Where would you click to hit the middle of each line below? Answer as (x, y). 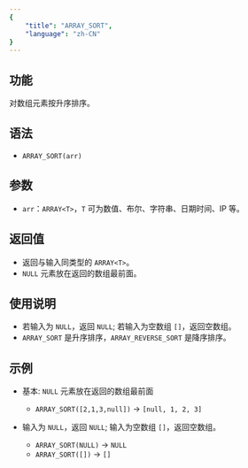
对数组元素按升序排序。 (52, 104)
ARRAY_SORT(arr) (52, 156)
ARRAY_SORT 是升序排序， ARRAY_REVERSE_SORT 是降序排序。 (127, 338)
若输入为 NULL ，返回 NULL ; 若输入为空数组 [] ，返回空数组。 (129, 326)
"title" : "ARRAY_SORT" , (69, 26)
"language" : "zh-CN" (63, 34)
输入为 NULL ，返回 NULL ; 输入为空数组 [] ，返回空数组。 (121, 427)
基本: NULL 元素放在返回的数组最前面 (88, 391)
